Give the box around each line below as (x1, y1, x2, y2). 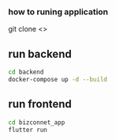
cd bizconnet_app (8, 118, 65, 127)
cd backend (8, 68, 44, 77)
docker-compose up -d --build (8, 75, 108, 83)
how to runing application (8, 6, 109, 17)
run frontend (8, 97, 73, 111)
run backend (8, 47, 73, 61)
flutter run (8, 126, 47, 134)
